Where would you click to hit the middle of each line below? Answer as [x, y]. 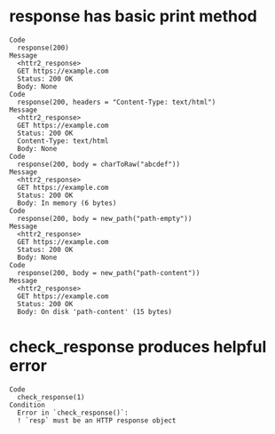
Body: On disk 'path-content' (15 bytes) [95, 312]
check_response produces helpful [138, 347]
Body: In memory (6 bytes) [67, 203]
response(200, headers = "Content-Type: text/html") [117, 102]
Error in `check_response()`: [73, 413]
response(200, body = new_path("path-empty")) [105, 218]
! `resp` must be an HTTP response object [97, 420]
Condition [27, 405]
